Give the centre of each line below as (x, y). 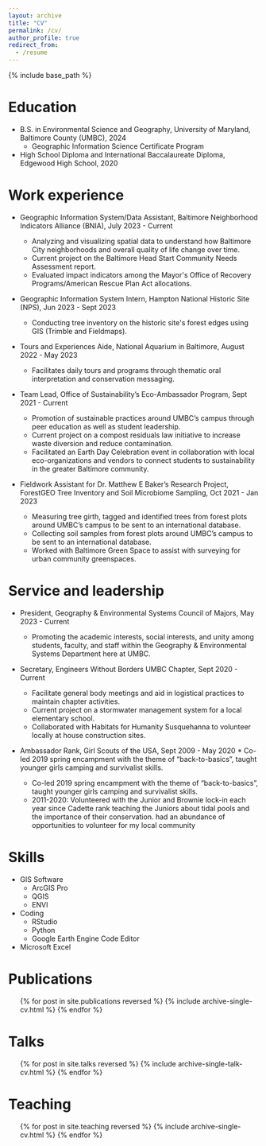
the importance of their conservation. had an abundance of (128, 817)
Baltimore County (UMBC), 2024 (73, 138)
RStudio (44, 921)
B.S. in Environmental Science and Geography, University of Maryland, (135, 129)
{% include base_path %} (50, 75)
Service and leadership (86, 591)
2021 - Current (44, 402)
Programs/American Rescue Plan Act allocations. (112, 283)
